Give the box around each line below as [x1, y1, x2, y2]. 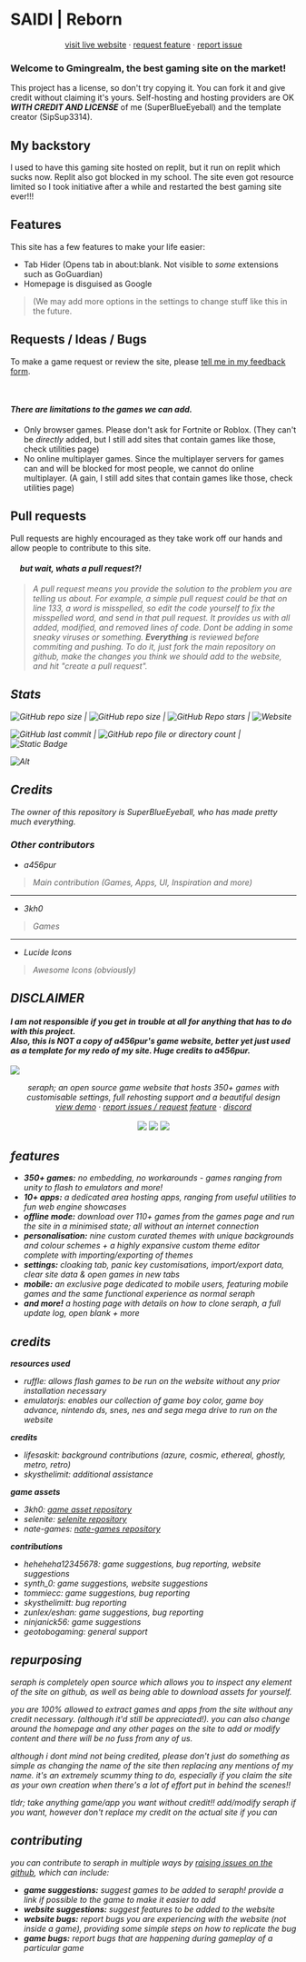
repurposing [10, 1652, 83, 1668]
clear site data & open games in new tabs [23, 1269, 181, 1280]
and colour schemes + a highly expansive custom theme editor [23, 1240, 261, 1251]
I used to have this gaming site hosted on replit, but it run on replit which [10, 162, 281, 173]
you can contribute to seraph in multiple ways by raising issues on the [10, 1857, 273, 1867]
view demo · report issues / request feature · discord [54, 1101, 252, 1112]
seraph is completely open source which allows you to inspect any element [10, 1677, 292, 1688]
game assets [10, 1487, 61, 1498]
